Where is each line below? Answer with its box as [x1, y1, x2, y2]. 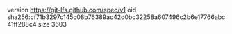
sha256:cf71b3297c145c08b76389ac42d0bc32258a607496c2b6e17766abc [7, 13, 226, 21]
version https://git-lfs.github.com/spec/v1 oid [7, 6, 137, 14]
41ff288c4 [7, 20, 37, 28]
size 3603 [38, 20, 67, 28]
